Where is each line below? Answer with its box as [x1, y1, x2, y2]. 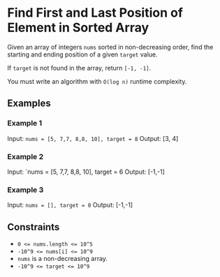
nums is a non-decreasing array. [17, 255, 108, 263]
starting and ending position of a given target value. [7, 50, 158, 59]
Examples [7, 98, 51, 110]
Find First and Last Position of [7, 5, 184, 21]
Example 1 [7, 119, 43, 128]
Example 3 [7, 185, 44, 195]
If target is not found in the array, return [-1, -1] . [7, 63, 152, 72]
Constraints [7, 221, 60, 233]
